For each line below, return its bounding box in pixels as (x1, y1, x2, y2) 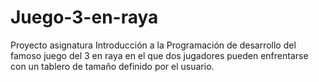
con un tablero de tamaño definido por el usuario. (10, 60, 215, 72)
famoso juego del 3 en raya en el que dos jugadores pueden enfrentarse (10, 49, 309, 61)
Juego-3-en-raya (10, 6, 159, 29)
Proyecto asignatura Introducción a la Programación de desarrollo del (10, 39, 297, 51)
